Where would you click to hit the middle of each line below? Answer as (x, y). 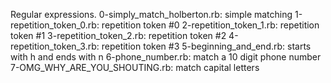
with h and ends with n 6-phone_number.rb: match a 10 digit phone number (166, 57)
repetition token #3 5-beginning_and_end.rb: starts (206, 46)
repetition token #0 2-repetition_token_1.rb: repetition (210, 25)
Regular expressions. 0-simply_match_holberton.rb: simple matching (151, 14)
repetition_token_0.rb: (55, 25)
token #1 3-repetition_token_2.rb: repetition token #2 (118, 35)
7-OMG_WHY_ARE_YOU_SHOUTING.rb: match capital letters (135, 67)
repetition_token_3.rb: (55, 46)
